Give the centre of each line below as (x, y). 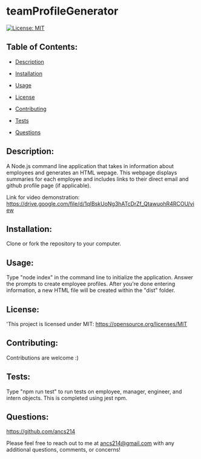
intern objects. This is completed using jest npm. (67, 398)
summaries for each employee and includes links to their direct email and (97, 179)
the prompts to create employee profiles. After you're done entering (91, 284)
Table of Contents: (42, 47)
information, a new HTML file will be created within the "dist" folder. (91, 290)
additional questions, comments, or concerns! (64, 450)
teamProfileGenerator (62, 11)
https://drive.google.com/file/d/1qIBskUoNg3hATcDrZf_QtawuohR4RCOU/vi (100, 203)
